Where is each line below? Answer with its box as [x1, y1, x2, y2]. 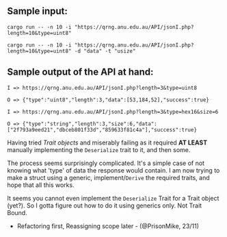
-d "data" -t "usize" [74, 47, 136, 54]
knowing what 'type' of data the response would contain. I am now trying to [7, 166, 220, 174]
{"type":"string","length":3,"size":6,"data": [22, 120, 157, 127]
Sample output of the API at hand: [7, 66, 154, 78]
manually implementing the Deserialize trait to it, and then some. [7, 145, 191, 153]
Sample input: [7, 5, 68, 17]
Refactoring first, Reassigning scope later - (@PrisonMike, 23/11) [16, 222, 200, 230]
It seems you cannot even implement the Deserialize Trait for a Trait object [7, 194, 219, 202]
